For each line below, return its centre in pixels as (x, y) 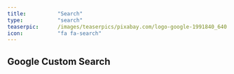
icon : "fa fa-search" (54, 33)
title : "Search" (45, 14)
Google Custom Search (59, 61)
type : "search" (45, 20)
